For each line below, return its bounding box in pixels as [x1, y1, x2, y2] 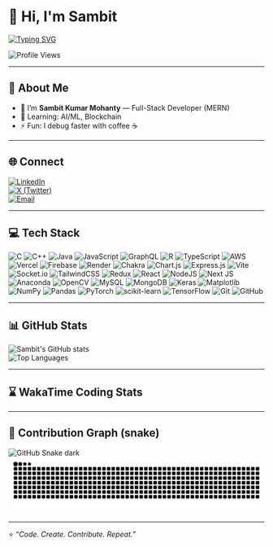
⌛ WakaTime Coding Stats [8, 385, 143, 399]
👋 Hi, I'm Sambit [8, 7, 118, 26]
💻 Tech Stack [8, 225, 80, 239]
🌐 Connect [8, 155, 64, 169]
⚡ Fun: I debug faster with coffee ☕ [19, 120, 138, 130]
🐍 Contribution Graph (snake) [8, 427, 160, 440]
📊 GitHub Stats [8, 318, 88, 332]
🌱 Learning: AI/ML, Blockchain [19, 112, 122, 121]
